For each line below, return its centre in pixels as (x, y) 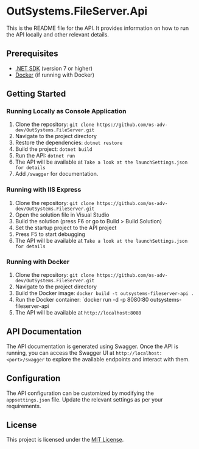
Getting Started (36, 94)
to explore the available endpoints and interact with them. (118, 359)
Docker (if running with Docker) (54, 75)
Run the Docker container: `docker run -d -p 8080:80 (82, 300)
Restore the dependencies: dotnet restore (69, 143)
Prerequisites (32, 54)
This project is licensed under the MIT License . (65, 440)
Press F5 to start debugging (50, 234)
